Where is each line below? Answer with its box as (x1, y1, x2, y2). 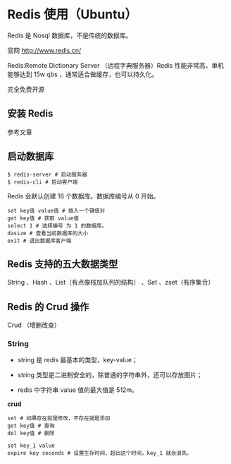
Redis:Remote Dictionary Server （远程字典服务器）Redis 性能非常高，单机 (7, 61, 224, 69)
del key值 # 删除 (7, 430, 55, 437)
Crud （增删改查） (7, 321, 61, 329)
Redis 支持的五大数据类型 (7, 258, 118, 270)
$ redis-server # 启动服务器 (7, 171, 88, 178)
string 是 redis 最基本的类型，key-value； (17, 356, 139, 364)
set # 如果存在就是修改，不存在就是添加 (7, 415, 111, 422)
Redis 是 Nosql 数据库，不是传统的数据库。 (7, 31, 132, 40)
